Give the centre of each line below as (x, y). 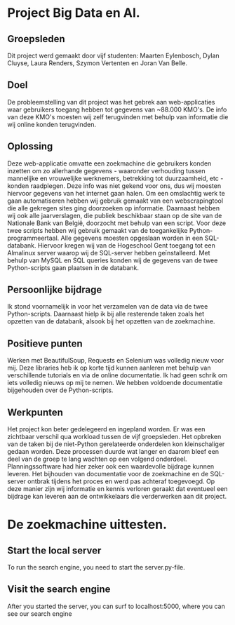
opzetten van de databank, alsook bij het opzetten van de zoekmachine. (111, 321)
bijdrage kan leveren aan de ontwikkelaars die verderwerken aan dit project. (117, 497)
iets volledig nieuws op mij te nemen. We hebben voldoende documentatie (115, 383)
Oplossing (30, 146)
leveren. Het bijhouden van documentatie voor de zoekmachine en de (108, 474)
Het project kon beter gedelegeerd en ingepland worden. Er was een (106, 429)
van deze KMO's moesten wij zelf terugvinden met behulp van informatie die (118, 116)
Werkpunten (35, 412)
